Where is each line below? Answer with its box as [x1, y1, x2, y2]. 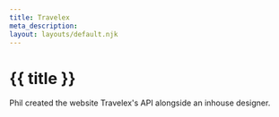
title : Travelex [9, 13, 70, 22]
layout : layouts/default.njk [9, 29, 118, 38]
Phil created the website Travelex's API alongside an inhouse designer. [9, 97, 271, 108]
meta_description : [9, 21, 78, 30]
